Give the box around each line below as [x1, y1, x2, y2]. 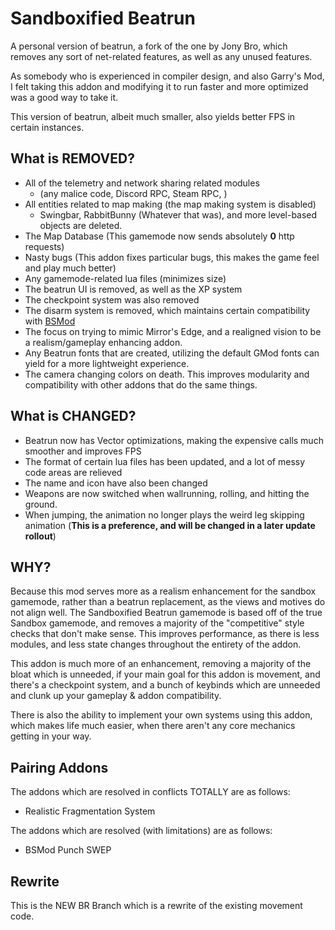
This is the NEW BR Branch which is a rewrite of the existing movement [10, 900, 303, 911]
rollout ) [24, 530, 57, 542]
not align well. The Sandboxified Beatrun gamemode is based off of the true [10, 607, 323, 619]
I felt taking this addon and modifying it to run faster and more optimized [10, 80, 309, 92]
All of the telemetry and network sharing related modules [24, 177, 260, 189]
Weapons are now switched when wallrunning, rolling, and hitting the [24, 487, 310, 499]
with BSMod [24, 315, 76, 327]
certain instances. [10, 121, 85, 133]
